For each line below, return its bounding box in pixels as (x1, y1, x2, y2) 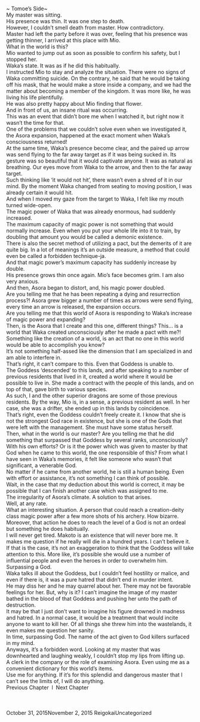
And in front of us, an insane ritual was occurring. (6, 106, 128, 113)
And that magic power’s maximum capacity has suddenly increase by (6, 259, 177, 266)
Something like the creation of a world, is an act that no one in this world (6, 335, 184, 342)
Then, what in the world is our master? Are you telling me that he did (6, 430, 174, 437)
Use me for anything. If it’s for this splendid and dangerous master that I (6, 671, 183, 678)
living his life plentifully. (6, 94, 64, 101)
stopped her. (6, 56, 38, 63)
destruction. (6, 601, 36, 609)
